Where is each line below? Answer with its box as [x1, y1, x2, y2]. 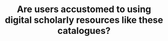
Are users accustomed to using [16, 4, 152, 15]
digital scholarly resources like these [5, 14, 163, 26]
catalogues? [57, 25, 111, 36]
